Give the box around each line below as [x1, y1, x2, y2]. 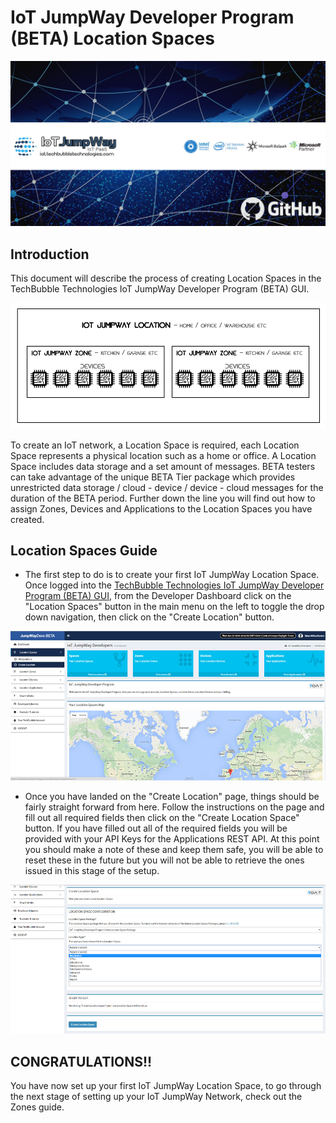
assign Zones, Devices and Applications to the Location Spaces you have [10, 502, 313, 515]
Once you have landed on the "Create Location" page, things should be [24, 790, 320, 802]
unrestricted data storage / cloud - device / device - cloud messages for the [10, 481, 324, 493]
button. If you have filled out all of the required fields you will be [24, 822, 288, 834]
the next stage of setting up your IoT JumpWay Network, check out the [10, 1091, 303, 1103]
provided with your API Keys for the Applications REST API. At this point [24, 832, 320, 845]
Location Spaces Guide [10, 542, 158, 560]
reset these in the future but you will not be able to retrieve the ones [24, 854, 305, 866]
